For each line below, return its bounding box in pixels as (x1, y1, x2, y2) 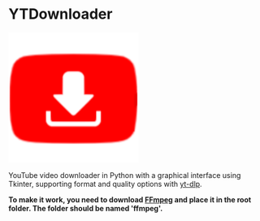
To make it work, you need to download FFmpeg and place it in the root (8, 194, 252, 204)
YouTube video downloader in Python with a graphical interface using (8, 170, 241, 180)
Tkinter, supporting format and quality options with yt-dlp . (8, 179, 202, 188)
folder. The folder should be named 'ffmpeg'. (8, 203, 163, 213)
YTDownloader (8, 5, 113, 24)
